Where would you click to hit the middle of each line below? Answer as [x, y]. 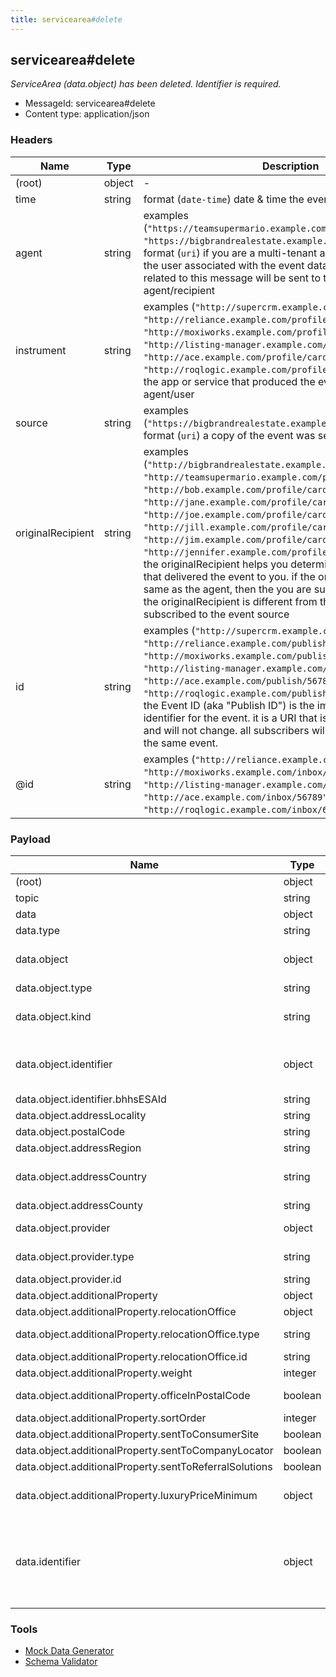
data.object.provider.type [75, 1257]
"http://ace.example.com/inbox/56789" [235, 797]
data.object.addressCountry [81, 1177]
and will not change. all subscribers [226, 730]
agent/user [169, 394]
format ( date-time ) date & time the [224, 199]
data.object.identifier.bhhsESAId [91, 1099]
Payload [30, 839]
